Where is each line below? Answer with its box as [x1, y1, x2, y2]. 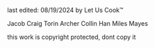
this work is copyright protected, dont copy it [7, 33, 136, 41]
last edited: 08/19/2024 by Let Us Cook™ [7, 6, 124, 14]
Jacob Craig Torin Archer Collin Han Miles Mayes [7, 19, 148, 27]
